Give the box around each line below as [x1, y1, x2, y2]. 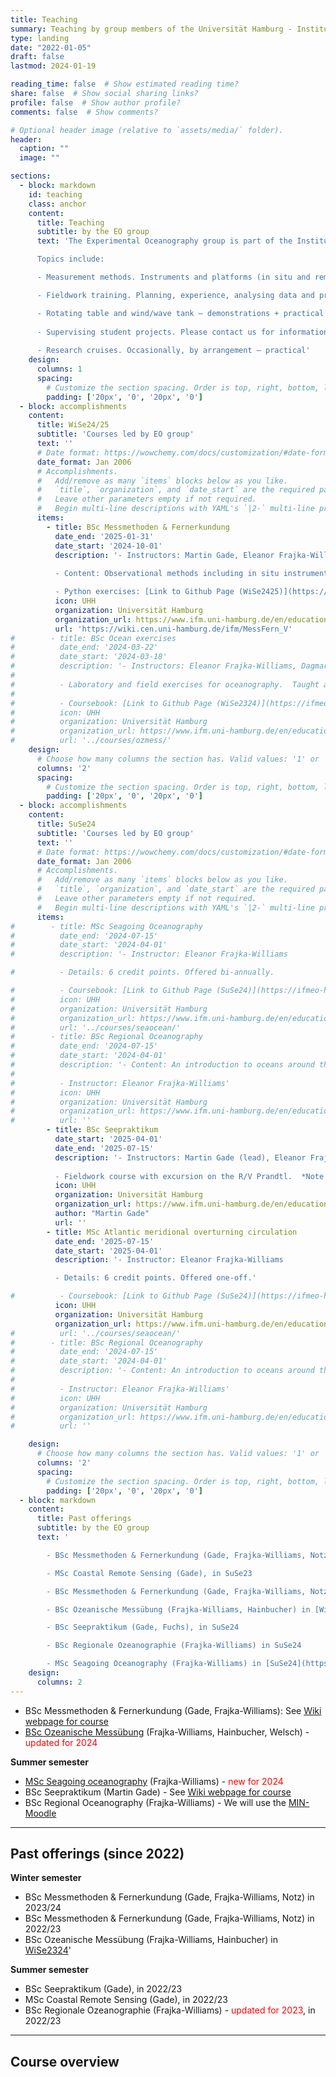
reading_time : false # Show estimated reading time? [10, 79, 240, 90]
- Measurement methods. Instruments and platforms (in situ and [36, 272, 311, 282]
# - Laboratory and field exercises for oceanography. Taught [10, 679, 320, 690]
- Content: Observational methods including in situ [54, 569, 280, 579]
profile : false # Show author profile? [10, 97, 182, 108]
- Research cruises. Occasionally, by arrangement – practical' [36, 346, 311, 356]
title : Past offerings [36, 1514, 132, 1524]
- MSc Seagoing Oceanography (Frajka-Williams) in [46, 1659, 262, 1669]
